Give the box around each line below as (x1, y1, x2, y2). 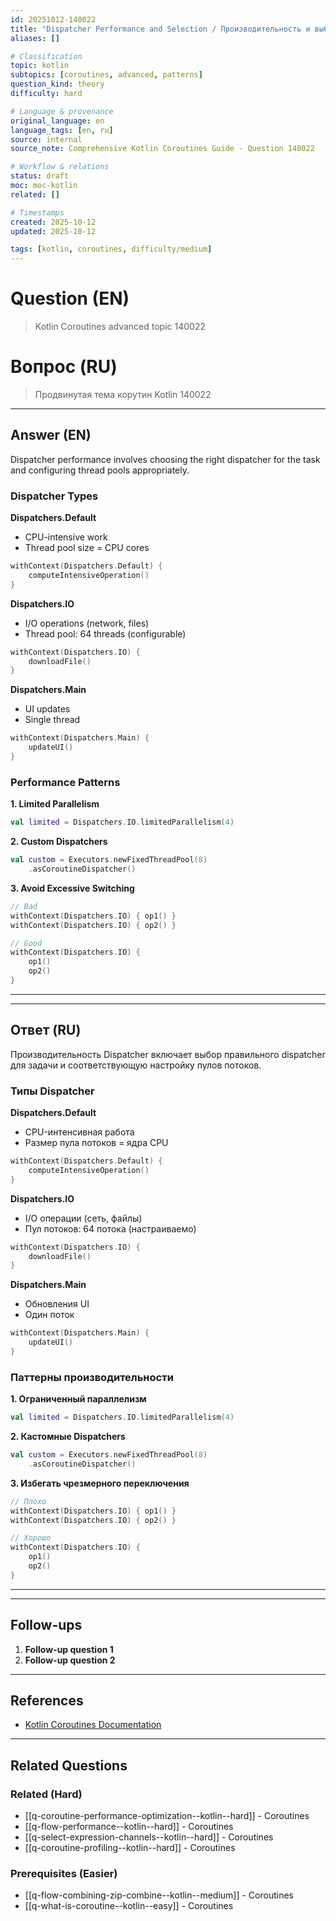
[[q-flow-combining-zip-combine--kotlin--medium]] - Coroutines (24, 1889, 294, 1901)
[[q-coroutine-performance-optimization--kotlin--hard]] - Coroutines (24, 1810, 310, 1822)
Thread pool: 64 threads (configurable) (24, 627, 187, 640)
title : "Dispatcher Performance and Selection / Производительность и (10, 24, 311, 34)
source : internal (10, 134, 83, 145)
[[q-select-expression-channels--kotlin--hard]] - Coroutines (24, 1831, 274, 1843)
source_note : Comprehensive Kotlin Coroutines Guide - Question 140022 (10, 144, 315, 154)
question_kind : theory (10, 79, 105, 90)
